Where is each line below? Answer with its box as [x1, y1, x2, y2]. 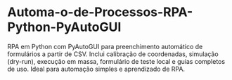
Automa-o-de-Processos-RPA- [7, 4, 193, 20]
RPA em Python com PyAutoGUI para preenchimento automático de [7, 42, 203, 51]
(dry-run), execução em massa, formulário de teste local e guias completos [7, 57, 226, 65]
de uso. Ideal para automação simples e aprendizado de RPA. [7, 65, 185, 73]
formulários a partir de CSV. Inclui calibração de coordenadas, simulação [7, 50, 219, 58]
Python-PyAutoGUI [7, 19, 122, 35]
